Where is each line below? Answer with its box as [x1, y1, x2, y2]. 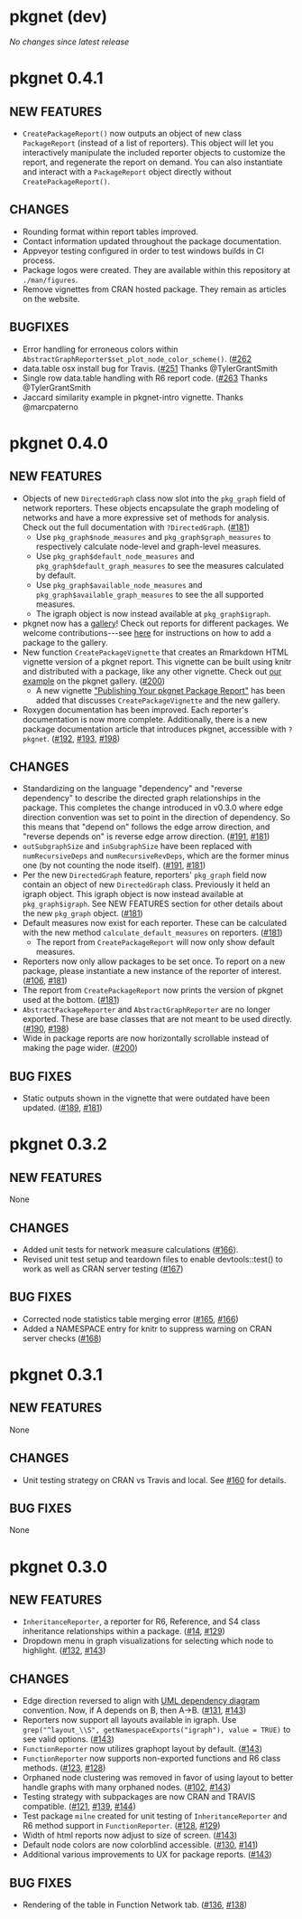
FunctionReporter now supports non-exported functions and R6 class [22, 1753, 281, 1764]
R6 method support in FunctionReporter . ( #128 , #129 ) [22, 1820, 221, 1831]
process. [22, 255, 56, 266]
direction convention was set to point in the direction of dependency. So [22, 812, 291, 823]
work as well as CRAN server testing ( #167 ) [22, 1263, 184, 1274]
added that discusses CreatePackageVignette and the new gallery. [35, 695, 281, 705]
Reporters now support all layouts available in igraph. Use [22, 1715, 237, 1725]
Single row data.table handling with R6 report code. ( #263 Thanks [22, 373, 269, 383]
